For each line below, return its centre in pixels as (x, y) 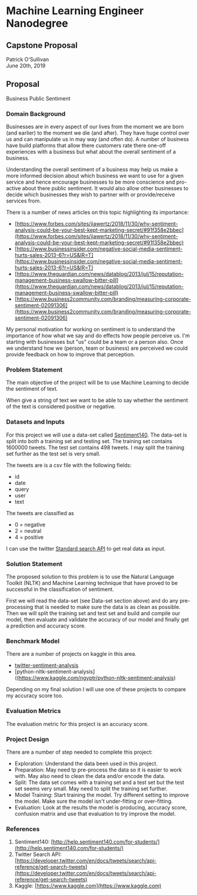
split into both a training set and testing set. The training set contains (89, 441)
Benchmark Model (33, 641)
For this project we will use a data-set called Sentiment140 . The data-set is (96, 435)
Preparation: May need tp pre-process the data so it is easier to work (98, 770)
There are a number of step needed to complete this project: (79, 752)
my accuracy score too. (35, 696)
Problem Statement (34, 370)
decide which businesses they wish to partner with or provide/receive (91, 195)
